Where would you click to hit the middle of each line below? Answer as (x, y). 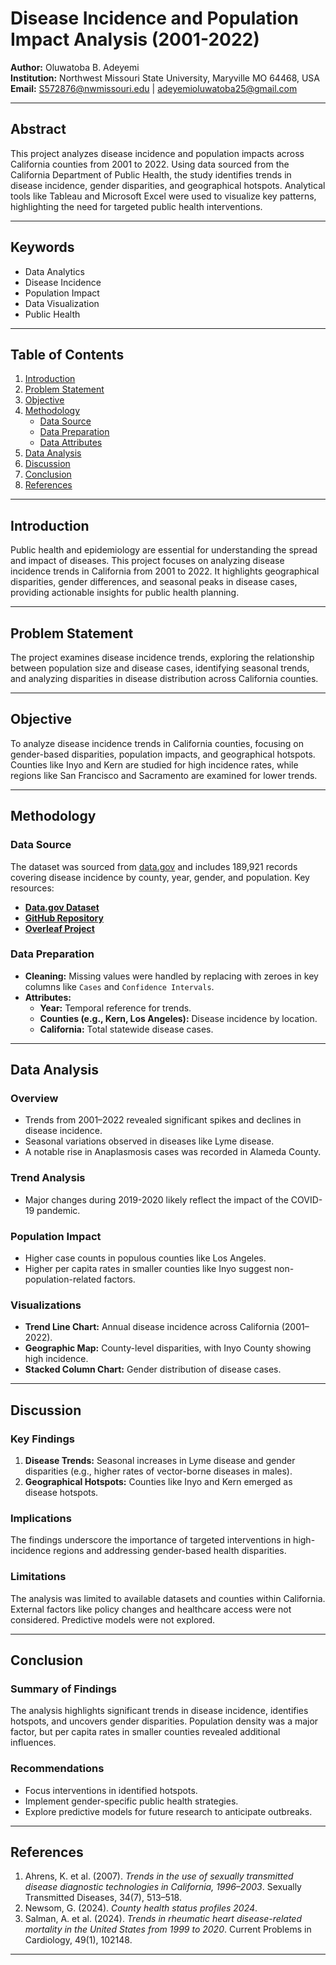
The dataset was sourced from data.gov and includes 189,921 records (154, 866)
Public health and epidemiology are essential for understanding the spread (164, 550)
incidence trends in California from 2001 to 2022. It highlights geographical (165, 571)
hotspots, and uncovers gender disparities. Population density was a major (164, 1721)
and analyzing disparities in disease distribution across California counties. (164, 678)
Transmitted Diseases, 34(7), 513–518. (103, 1898)
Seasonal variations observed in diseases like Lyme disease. (149, 1141)
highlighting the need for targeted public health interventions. (136, 206)
